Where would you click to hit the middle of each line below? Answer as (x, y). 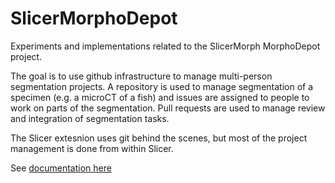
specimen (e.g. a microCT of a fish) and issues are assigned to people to (160, 97)
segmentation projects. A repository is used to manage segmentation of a (162, 86)
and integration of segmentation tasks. (90, 118)
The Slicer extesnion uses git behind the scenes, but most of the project (159, 138)
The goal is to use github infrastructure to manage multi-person (141, 76)
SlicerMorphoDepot (94, 18)
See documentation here (61, 168)
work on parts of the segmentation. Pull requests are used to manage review (168, 108)
